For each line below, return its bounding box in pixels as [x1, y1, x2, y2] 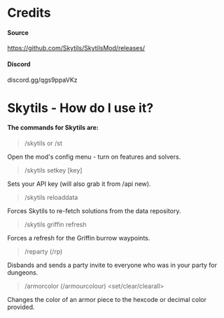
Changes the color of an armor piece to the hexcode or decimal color [7, 295, 206, 303]
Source [7, 28, 29, 36]
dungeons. [7, 268, 38, 277]
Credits [7, 5, 51, 21]
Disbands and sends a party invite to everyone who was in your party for [7, 261, 217, 269]
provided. [7, 303, 35, 311]
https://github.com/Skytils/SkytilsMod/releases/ [7, 44, 146, 52]
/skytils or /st [24, 138, 63, 147]
